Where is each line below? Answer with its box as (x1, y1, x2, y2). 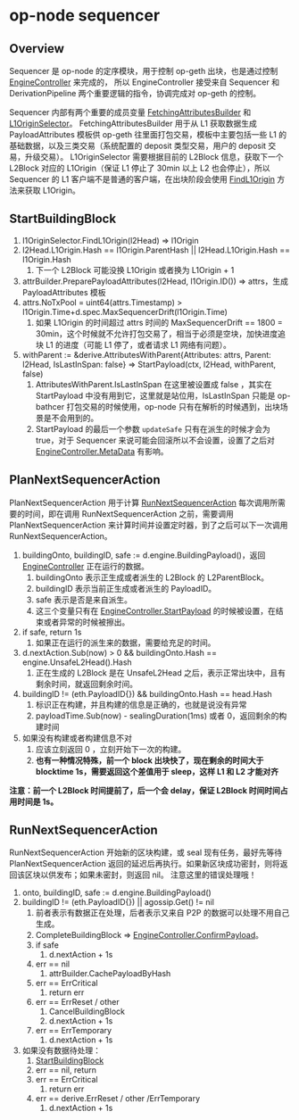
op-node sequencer (9, 5, 161, 26)
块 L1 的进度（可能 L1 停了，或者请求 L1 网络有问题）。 (35, 339, 232, 350)
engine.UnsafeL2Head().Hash (21, 657, 132, 668)
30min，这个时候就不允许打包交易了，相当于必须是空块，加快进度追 (35, 328, 286, 339)
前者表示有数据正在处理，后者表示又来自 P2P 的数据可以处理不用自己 (35, 908, 290, 918)
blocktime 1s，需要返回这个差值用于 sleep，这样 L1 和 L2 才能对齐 (35, 766, 279, 776)
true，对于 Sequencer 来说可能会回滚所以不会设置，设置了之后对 (35, 435, 275, 445)
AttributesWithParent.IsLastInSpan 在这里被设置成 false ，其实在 (35, 378, 272, 389)
